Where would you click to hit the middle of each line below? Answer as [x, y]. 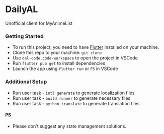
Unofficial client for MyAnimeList [39, 23]
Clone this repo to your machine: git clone [57, 53]
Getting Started [24, 36]
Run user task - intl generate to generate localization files [73, 93]
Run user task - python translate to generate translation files [76, 103]
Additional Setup [26, 82]
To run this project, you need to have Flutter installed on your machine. [86, 47]
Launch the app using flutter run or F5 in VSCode [65, 69]
